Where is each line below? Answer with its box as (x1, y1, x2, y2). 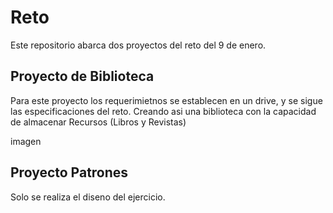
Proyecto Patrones (10, 164, 129, 181)
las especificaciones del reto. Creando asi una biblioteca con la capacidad (10, 105, 317, 117)
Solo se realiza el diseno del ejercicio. (10, 191, 166, 203)
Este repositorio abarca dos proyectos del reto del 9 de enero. (10, 39, 267, 51)
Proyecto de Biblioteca (10, 68, 155, 85)
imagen (10, 135, 42, 147)
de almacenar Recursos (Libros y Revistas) (10, 116, 187, 128)
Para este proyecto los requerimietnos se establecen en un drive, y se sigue (10, 94, 323, 106)
